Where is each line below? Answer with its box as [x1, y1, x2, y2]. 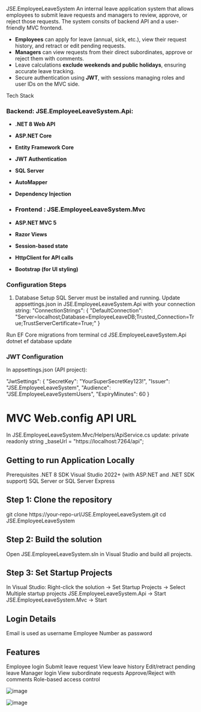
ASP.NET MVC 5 [14, 219, 57, 226]
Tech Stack [6, 92, 34, 99]
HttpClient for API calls [14, 254, 74, 261]
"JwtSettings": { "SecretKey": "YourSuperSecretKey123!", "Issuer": [6, 378, 170, 385]
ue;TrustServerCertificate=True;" [14, 319, 97, 326]
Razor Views [14, 230, 47, 238]
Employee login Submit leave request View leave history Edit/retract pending [6, 663, 196, 670]
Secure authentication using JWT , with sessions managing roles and [14, 74, 185, 81]
